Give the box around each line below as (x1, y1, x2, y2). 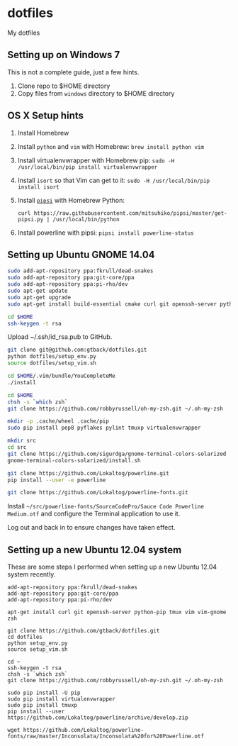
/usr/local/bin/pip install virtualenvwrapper (17, 163, 158, 171)
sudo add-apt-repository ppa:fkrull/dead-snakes (7, 267, 154, 274)
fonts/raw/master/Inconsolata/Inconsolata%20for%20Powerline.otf (7, 733, 204, 740)
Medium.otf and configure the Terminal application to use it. (7, 509, 181, 518)
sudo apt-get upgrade (7, 294, 72, 301)
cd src (7, 444, 27, 451)
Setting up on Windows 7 (7, 49, 120, 61)
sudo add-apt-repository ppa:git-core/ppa (7, 274, 135, 282)
